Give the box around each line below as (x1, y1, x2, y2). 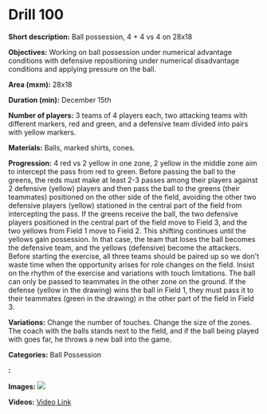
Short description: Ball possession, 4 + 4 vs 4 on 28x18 (8, 32, 193, 41)
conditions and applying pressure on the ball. (8, 64, 157, 73)
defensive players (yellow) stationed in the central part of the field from (8, 201, 242, 210)
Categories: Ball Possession (8, 350, 102, 359)
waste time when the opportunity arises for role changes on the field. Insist (8, 260, 255, 269)
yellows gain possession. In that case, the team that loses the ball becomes (8, 234, 256, 244)
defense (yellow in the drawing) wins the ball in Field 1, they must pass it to (8, 285, 254, 295)
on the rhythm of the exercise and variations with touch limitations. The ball (8, 268, 256, 278)
